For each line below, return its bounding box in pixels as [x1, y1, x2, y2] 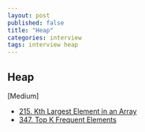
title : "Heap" [7, 26, 54, 34]
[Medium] [7, 91, 39, 100]
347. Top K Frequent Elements [18, 115, 117, 124]
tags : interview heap [7, 41, 79, 49]
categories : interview [7, 33, 82, 42]
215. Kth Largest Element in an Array [18, 106, 137, 115]
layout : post [7, 11, 50, 20]
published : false [7, 19, 65, 27]
